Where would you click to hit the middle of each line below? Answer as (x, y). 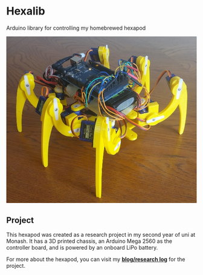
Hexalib (26, 11)
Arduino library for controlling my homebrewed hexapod (76, 28)
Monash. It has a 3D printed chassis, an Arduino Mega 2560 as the (89, 241)
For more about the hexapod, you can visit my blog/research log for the (96, 259)
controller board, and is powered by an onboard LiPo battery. (82, 247)
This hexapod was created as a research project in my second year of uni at (101, 234)
